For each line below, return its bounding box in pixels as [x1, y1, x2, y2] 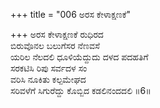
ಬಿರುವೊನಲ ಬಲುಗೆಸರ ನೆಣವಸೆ [10, 40, 100, 51]
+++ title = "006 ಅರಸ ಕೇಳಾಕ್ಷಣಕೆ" [10, 9, 132, 20]
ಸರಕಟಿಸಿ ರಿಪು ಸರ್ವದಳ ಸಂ [10, 62, 88, 74]
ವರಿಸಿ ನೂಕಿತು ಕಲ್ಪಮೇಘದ [10, 74, 87, 85]
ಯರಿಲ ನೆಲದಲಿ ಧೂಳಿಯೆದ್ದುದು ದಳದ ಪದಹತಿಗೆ [10, 51, 149, 63]
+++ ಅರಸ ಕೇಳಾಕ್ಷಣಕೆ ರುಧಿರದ [10, 29, 104, 40]
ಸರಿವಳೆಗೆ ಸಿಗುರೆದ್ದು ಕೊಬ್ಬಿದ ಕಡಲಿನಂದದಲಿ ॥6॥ [10, 85, 152, 96]
